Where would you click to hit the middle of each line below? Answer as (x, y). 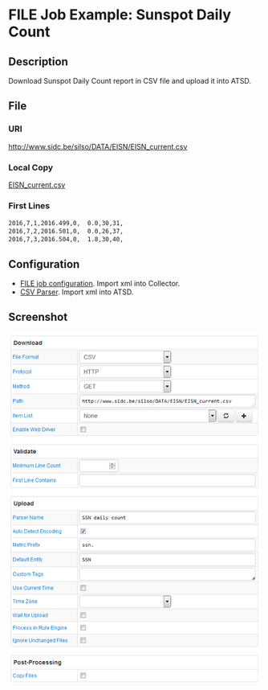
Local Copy (31, 167)
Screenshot (38, 317)
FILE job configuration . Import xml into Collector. (100, 284)
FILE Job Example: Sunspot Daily (120, 15)
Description (38, 62)
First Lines (29, 205)
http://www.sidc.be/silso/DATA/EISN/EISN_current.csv (98, 146)
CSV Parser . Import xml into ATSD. (77, 292)
